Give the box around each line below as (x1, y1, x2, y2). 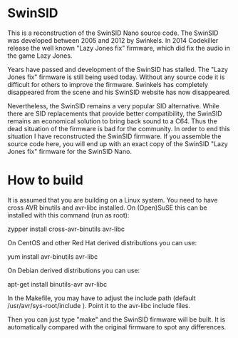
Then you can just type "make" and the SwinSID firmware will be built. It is (7, 315, 226, 324)
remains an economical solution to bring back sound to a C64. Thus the (7, 116, 217, 126)
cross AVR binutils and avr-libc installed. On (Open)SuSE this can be (7, 203, 208, 212)
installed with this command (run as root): (7, 210, 130, 219)
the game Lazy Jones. (7, 51, 73, 60)
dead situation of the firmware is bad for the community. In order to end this (7, 124, 230, 133)
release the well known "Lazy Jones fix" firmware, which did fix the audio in (7, 43, 230, 52)
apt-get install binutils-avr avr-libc (7, 280, 108, 288)
